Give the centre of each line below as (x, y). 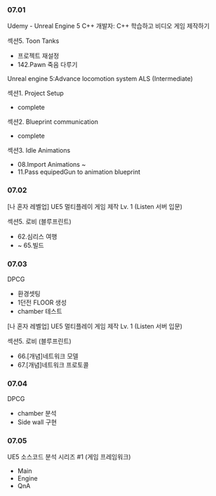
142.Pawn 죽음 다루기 (47, 65)
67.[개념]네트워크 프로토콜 (53, 364)
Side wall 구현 (37, 422)
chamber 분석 (37, 414)
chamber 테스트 (40, 311)
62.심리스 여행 (37, 236)
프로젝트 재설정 (38, 56)
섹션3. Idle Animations (39, 151)
